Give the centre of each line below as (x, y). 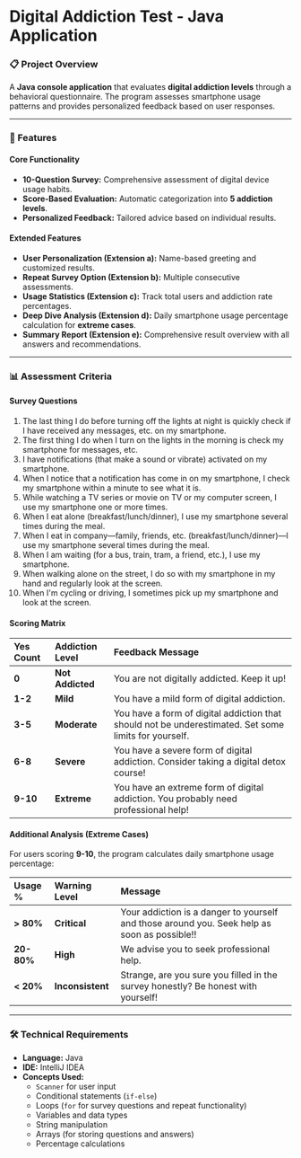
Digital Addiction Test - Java (117, 17)
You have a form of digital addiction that (198, 713)
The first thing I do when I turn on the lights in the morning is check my (153, 440)
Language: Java (52, 1057)
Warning (73, 886)
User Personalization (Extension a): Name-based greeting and (139, 258)
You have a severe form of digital (183, 750)
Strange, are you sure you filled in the (199, 975)
